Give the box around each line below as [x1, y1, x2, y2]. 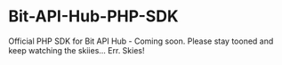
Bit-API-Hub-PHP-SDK [8, 6, 179, 27]
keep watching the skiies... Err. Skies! [8, 45, 145, 55]
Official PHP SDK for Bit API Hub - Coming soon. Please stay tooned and [8, 36, 274, 46]
